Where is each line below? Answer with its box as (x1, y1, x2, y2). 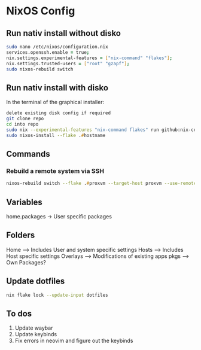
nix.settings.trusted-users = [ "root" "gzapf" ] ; (6, 60, 130, 66)
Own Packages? (6, 258, 47, 266)
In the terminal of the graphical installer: (6, 99, 105, 106)
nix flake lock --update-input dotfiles (6, 292, 109, 298)
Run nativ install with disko (6, 83, 109, 93)
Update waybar (14, 324, 53, 331)
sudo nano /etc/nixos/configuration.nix (6, 44, 109, 50)
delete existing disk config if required (6, 110, 111, 116)
